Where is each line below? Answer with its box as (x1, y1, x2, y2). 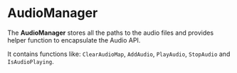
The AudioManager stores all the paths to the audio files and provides (7, 28, 214, 37)
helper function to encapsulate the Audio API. (7, 35, 141, 44)
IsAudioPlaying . (7, 57, 55, 65)
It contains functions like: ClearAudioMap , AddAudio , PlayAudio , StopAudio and (7, 50, 231, 58)
